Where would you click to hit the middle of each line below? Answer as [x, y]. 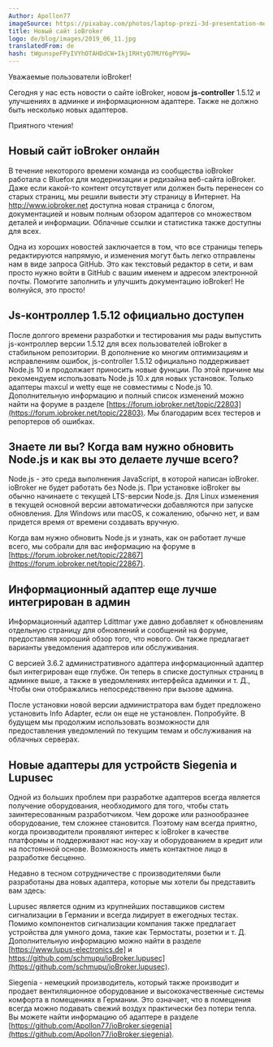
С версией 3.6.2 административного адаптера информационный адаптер [136, 664]
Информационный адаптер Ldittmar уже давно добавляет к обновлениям [136, 621]
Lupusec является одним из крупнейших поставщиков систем [117, 906]
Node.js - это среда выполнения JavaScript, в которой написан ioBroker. [134, 479]
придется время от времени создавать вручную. [94, 522]
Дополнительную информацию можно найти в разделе [105, 941]
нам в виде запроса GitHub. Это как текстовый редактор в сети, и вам [131, 264]
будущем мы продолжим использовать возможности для [109, 722]
